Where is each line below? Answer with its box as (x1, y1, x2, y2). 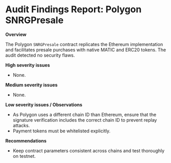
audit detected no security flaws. (5, 52, 75, 58)
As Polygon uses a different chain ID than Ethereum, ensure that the (12, 111, 157, 118)
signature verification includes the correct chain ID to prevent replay (12, 117, 157, 123)
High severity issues (5, 62, 50, 68)
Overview (5, 31, 27, 37)
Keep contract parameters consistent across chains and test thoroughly (12, 147, 165, 154)
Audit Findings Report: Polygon (5, 4, 142, 15)
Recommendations (5, 137, 47, 144)
